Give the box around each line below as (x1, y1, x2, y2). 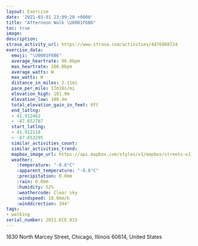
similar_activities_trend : (11, 146, 78, 152)
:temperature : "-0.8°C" (16, 162, 75, 168)
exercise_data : (6, 47, 44, 53)
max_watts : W (11, 74, 44, 80)
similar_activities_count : (11, 140, 78, 146)
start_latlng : (11, 124, 46, 130)
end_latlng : (11, 107, 41, 113)
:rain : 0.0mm (16, 179, 49, 185)
